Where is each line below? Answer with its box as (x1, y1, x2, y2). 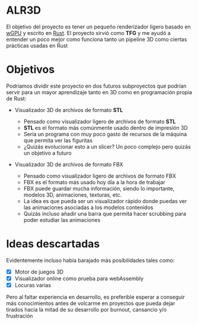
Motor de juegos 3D (14, 268, 64, 275)
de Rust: (6, 95, 27, 102)
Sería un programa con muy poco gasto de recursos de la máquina (23, 130, 187, 137)
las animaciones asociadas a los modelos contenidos (23, 204, 154, 211)
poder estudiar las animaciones (23, 216, 101, 223)
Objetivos (6, 63, 55, 76)
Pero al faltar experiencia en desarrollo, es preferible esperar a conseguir (6, 294, 186, 300)
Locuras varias (14, 281, 52, 288)
